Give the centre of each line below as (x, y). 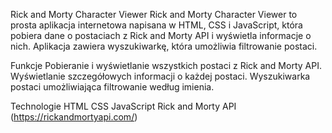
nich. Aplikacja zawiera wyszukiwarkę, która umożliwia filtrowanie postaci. (164, 46)
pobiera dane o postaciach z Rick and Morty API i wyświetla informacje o (161, 35)
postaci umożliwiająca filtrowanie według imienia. (112, 87)
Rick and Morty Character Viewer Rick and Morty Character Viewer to (154, 14)
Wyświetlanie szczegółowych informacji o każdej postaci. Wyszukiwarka (160, 76)
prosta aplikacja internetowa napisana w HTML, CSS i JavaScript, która (156, 25)
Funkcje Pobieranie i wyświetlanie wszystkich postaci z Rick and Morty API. (166, 65)
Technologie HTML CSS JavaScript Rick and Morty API (123, 106)
